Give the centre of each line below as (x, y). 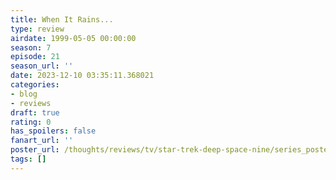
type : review (37, 29)
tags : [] (28, 159)
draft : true (35, 112)
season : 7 (31, 47)
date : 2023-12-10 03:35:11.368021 (82, 76)
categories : (35, 85)
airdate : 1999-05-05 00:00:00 (73, 38)
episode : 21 (35, 57)
